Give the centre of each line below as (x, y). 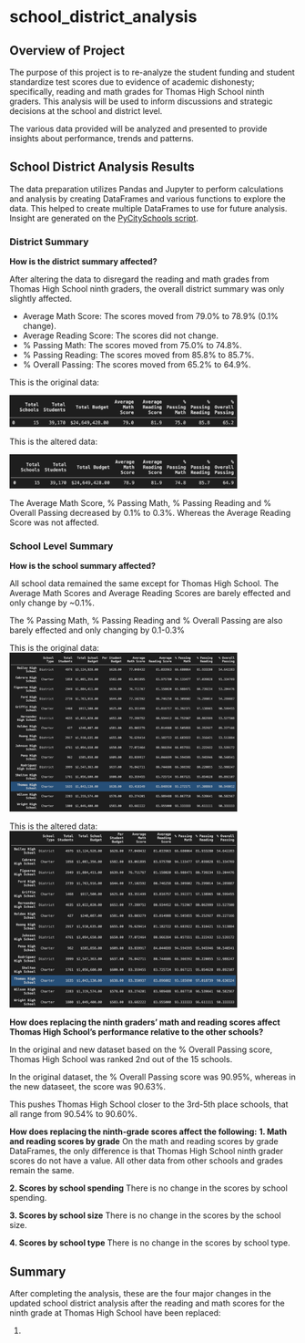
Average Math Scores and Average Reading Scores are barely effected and (150, 594)
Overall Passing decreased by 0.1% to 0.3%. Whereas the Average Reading (150, 512)
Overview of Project (67, 51)
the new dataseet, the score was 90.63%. (88, 1087)
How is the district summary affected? (83, 262)
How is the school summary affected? (83, 566)
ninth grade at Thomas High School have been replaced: (115, 1313)
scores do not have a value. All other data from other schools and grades (147, 1161)
